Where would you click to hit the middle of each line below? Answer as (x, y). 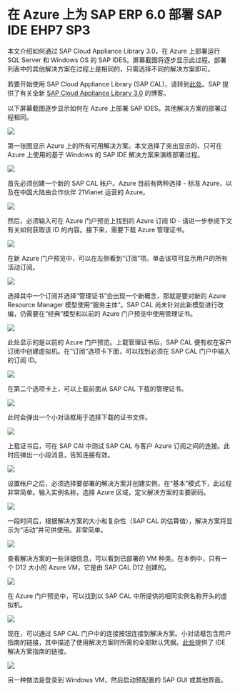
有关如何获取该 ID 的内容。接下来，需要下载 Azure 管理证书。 (98, 229)
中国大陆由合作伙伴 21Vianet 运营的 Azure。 (84, 192)
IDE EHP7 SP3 (49, 30)
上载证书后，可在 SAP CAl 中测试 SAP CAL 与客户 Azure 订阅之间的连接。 (116, 446)
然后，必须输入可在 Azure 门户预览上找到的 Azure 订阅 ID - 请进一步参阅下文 (120, 220)
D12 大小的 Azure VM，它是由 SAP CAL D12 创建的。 (93, 567)
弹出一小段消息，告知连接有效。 (67, 454)
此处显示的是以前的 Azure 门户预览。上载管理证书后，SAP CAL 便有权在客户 (120, 342)
